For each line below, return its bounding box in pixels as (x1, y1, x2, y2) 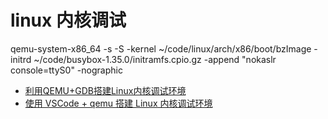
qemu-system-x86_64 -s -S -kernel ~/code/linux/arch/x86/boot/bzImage (10, 42, 312, 55)
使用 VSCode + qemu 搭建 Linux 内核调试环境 (24, 97, 213, 109)
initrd (10, 53, 32, 65)
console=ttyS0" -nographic (10, 64, 123, 76)
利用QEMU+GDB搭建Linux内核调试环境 (24, 84, 187, 96)
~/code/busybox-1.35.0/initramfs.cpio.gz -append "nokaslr (33, 53, 277, 65)
